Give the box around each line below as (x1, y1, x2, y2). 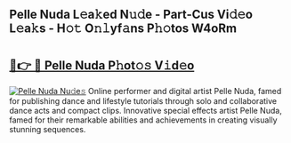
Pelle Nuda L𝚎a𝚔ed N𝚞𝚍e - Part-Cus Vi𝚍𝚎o (9, 7, 254, 22)
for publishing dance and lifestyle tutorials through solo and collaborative (9, 96, 278, 106)
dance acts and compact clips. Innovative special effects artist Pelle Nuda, (9, 106, 282, 115)
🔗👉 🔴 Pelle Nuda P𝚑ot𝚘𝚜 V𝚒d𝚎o (9, 58, 195, 73)
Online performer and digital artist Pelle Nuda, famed (87, 86, 282, 96)
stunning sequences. (9, 124, 86, 134)
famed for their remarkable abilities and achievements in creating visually (9, 115, 278, 125)
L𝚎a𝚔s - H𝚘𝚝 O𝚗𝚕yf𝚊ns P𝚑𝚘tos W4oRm (9, 21, 238, 36)
